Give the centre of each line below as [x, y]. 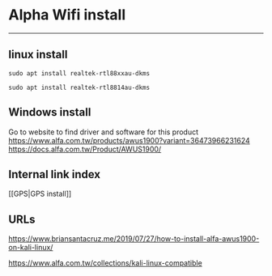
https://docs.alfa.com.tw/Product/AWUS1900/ [85, 149]
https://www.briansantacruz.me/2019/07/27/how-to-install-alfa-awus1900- [134, 239]
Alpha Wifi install [67, 15]
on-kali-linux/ [31, 248]
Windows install [50, 112]
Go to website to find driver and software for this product [104, 132]
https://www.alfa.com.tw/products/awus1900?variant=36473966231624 [130, 140]
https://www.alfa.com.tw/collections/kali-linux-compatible [105, 263]
